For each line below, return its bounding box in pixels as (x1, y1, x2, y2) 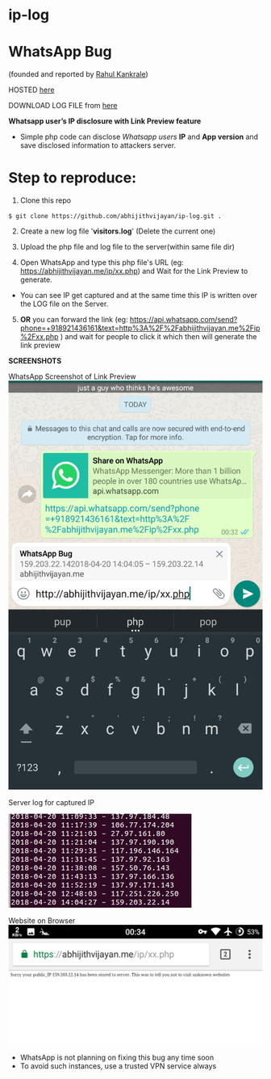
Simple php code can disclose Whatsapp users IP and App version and (19, 132, 259, 142)
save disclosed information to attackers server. (19, 141, 176, 150)
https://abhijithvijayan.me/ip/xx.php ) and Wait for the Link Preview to (19, 267, 248, 276)
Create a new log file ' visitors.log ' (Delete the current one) (19, 226, 216, 236)
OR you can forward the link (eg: (19, 315, 128, 325)
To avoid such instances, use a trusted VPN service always (19, 1060, 217, 1071)
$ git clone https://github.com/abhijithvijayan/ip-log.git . (8, 212, 222, 220)
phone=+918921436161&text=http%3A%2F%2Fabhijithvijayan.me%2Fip (19, 323, 261, 333)
